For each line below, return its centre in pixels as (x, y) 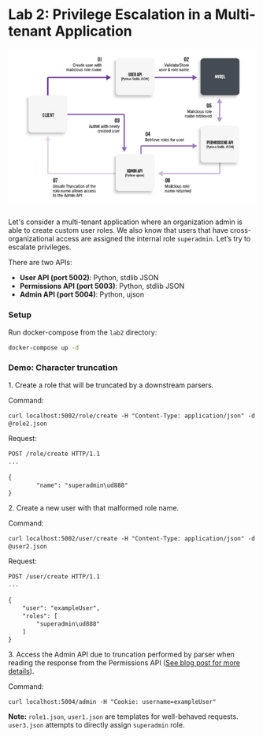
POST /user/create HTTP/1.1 (54, 576)
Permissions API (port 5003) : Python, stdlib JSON (102, 286)
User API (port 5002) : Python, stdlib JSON (89, 278)
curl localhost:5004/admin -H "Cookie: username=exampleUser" (112, 701)
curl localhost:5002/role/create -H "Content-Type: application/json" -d (132, 416)
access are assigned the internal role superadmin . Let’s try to (153, 239)
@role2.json (28, 424)
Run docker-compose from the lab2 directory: (83, 332)
